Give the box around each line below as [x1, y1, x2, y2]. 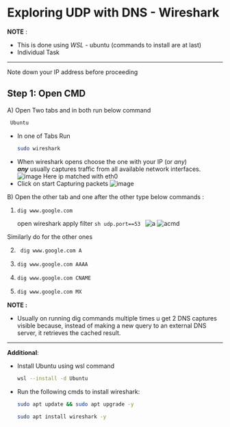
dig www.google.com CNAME [16, 275, 91, 282]
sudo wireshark [16, 145, 61, 152]
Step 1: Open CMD [7, 88, 86, 100]
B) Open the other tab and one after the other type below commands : [7, 192, 204, 200]
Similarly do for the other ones [7, 233, 93, 241]
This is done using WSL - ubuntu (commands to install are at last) [16, 41, 202, 49]
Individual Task [16, 48, 60, 56]
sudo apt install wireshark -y [16, 413, 107, 420]
